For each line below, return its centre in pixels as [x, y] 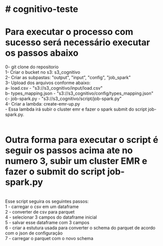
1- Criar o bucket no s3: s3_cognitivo [43, 72]
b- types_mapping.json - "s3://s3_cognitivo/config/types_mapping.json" [79, 94]
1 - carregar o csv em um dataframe [42, 207]
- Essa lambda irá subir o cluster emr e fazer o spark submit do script [76, 109]
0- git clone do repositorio [32, 67]
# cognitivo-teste [42, 9]
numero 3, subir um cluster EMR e [76, 161]
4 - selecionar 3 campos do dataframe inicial [51, 217]
